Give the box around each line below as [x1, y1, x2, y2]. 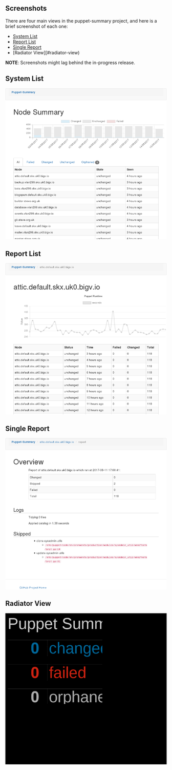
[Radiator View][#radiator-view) [12, 49, 80, 55]
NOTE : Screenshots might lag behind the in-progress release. [5, 59, 136, 66]
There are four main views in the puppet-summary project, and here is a [5, 17, 157, 24]
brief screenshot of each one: [5, 23, 68, 29]
